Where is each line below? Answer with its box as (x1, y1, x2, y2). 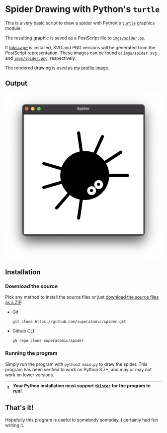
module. (5, 25, 22, 31)
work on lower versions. (5, 372, 55, 378)
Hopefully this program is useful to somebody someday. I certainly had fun (5, 417, 158, 423)
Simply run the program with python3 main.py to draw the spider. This (5, 361, 148, 367)
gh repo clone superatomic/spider (12, 338, 84, 343)
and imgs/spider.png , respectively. (5, 55, 76, 61)
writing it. (5, 422, 25, 428)
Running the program (5, 350, 58, 357)
